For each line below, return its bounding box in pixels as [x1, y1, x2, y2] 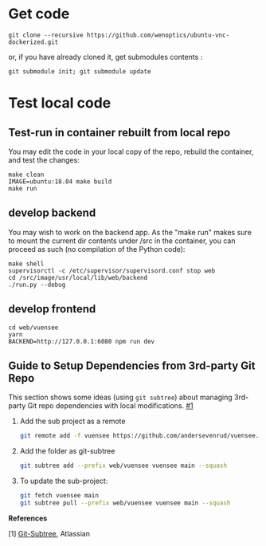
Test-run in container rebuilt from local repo [8, 125, 231, 139]
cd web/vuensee [8, 324, 59, 332]
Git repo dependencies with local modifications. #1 [27, 401, 194, 410]
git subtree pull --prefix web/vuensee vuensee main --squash [19, 499, 231, 507]
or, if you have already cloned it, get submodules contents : [8, 52, 203, 61]
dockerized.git [8, 37, 59, 46]
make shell [8, 260, 45, 268]
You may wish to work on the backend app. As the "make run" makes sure [8, 227, 252, 237]
